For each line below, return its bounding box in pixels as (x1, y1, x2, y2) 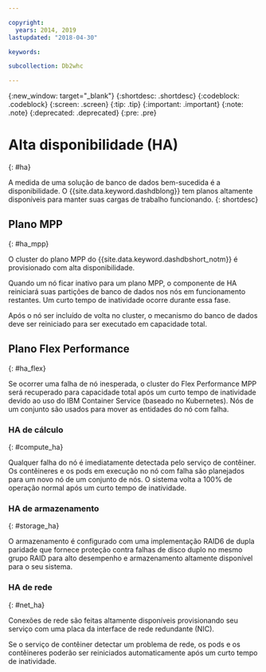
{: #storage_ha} (8, 521, 60, 531)
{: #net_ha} (8, 599, 45, 610)
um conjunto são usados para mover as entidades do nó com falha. (8, 404, 229, 414)
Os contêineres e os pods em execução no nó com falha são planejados (8, 466, 245, 475)
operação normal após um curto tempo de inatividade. (8, 483, 187, 493)
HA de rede (8, 582, 53, 593)
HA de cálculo (8, 424, 64, 435)
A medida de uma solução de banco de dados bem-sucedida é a (8, 178, 221, 187)
